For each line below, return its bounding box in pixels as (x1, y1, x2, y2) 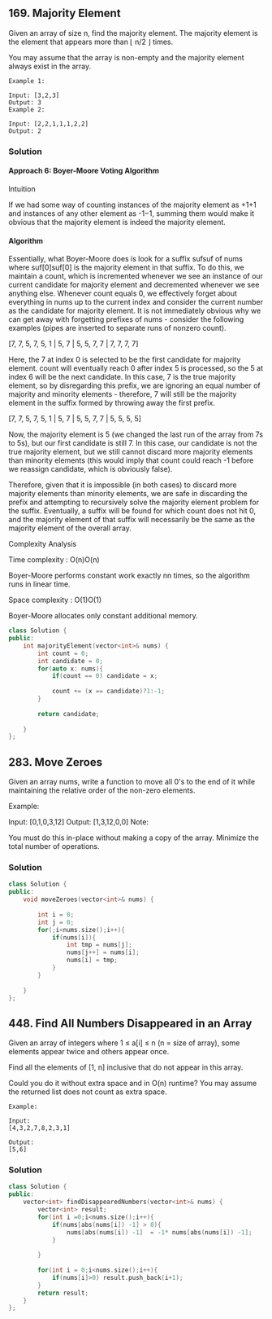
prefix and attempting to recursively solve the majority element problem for (8, 497, 260, 508)
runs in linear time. (8, 579, 71, 589)
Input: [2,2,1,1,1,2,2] (8, 120, 89, 128)
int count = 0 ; (37, 649, 89, 657)
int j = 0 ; (37, 918, 75, 926)
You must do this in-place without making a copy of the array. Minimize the (8, 833, 260, 842)
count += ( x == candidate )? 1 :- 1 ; (51, 688, 165, 696)
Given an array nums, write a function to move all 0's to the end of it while (8, 777, 256, 787)
